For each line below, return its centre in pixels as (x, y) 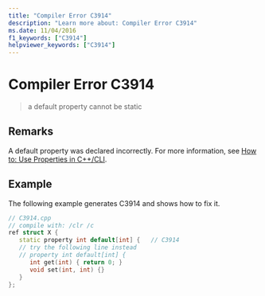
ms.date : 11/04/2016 (43, 30)
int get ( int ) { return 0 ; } (76, 262)
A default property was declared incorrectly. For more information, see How (132, 150)
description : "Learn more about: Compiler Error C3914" (103, 23)
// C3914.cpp (30, 218)
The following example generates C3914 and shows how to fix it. (114, 203)
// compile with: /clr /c (51, 225)
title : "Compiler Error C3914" (60, 16)
